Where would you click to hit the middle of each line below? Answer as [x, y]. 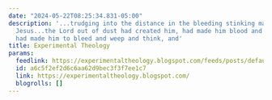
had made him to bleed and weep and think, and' [99, 38]
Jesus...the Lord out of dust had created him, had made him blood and [139, 31]
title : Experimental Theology [59, 46]
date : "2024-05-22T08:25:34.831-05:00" [76, 16]
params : [21, 53]
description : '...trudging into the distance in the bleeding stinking [132, 23]
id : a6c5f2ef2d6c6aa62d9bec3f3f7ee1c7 [81, 69]
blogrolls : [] [39, 83]
